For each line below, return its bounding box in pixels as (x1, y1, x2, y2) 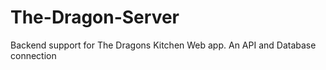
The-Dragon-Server (10, 6, 180, 29)
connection (10, 49, 57, 61)
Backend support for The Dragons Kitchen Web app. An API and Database (10, 39, 317, 51)
